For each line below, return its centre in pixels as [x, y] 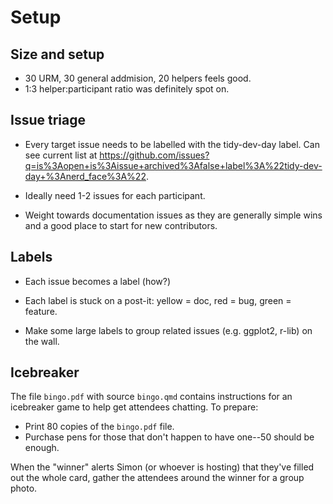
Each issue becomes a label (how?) [98, 281]
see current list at [61, 155]
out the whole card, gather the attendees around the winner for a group [157, 478]
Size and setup [57, 54]
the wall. [42, 341]
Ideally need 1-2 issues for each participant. [115, 195]
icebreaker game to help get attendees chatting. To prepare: [134, 407]
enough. [42, 448]
